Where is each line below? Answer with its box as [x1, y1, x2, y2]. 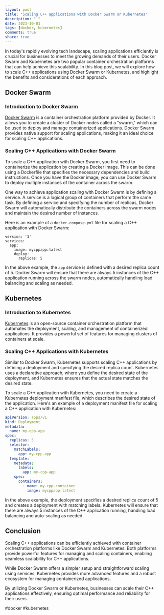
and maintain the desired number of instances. [5, 210, 99, 216]
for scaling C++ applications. [5, 135, 64, 141]
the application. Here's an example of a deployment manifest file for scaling [5, 400, 158, 406]
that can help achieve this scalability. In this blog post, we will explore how [5, 63, 155, 69]
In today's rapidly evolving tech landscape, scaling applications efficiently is [5, 48, 159, 54]
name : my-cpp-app [9, 429, 45, 434]
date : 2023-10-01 [5, 21, 41, 26]
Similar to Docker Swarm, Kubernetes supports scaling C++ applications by [5, 359, 158, 365]
